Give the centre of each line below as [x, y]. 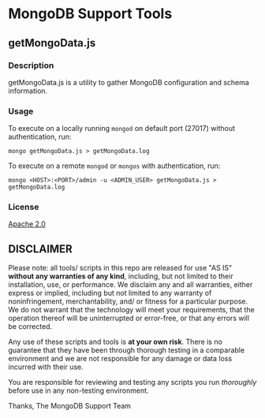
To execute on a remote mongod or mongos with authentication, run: [114, 166]
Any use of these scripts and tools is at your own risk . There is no [116, 342]
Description [31, 65]
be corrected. [30, 327]
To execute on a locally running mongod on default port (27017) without [121, 129]
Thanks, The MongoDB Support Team [70, 406]
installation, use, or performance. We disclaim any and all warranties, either [131, 285]
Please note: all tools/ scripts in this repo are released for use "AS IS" [120, 268]
